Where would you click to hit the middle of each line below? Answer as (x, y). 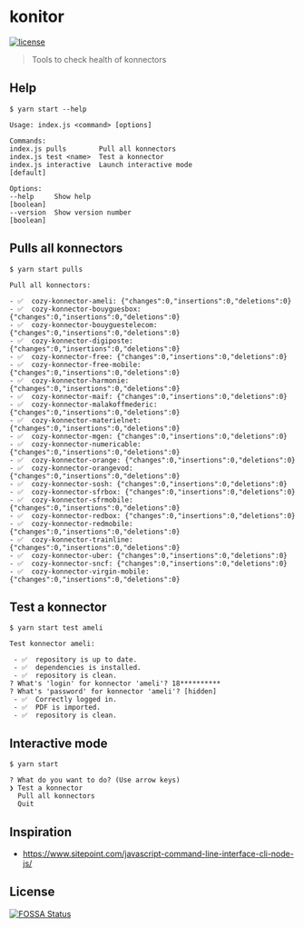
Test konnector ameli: (52, 644)
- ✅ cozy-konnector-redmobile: (71, 524)
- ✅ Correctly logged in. (65, 700)
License (32, 892)
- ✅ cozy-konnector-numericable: (75, 444)
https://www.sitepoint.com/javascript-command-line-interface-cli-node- (158, 853)
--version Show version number (70, 212)
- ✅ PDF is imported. (57, 708)
